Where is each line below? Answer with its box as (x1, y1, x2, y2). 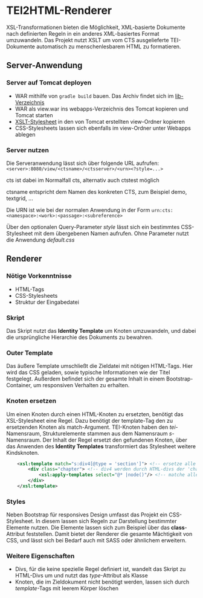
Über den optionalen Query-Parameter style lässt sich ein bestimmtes (6, 223, 180, 230)
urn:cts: (151, 207, 173, 213)
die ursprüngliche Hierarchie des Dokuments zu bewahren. (6, 333, 153, 341)
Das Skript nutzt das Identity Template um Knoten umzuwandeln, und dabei (6, 327, 196, 334)
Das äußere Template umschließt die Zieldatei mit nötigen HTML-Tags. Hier (6, 362, 193, 370)
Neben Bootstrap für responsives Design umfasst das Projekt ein (6, 511, 168, 518)
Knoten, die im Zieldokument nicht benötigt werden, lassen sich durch (14, 578, 190, 586)
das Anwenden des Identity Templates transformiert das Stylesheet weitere (6, 442, 196, 450)
